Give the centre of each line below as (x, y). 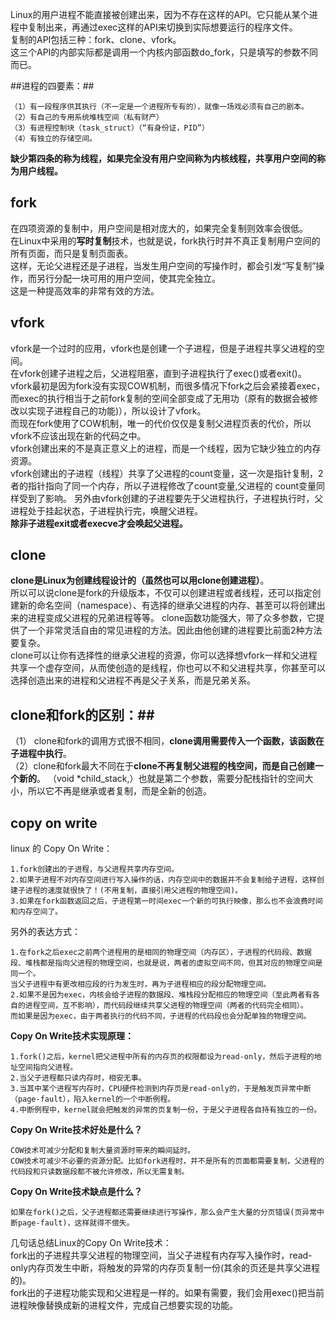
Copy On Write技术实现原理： (72, 1036)
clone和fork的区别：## (82, 714)
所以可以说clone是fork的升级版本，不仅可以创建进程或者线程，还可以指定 (161, 593)
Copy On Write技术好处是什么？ (76, 1130)
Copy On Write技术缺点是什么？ (76, 1192)
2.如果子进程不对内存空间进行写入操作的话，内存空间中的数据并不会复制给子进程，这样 (163, 880)
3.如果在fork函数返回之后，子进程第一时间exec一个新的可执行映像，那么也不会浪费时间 (166, 901)
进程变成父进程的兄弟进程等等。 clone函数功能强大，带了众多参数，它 (172, 618)
